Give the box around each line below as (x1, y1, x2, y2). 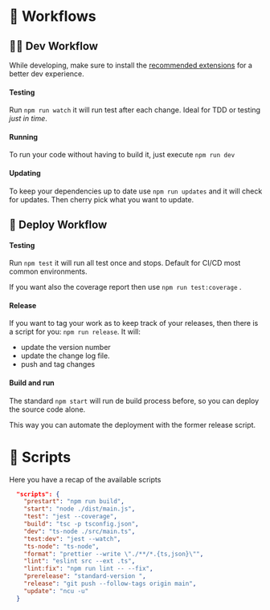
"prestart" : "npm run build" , (23, 498, 125, 506)
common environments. (9, 266, 88, 276)
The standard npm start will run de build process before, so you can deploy (9, 396, 260, 405)
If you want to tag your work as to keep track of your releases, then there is (9, 319, 259, 328)
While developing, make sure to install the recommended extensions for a (9, 60, 252, 70)
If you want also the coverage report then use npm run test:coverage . (9, 283, 242, 292)
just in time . (9, 114, 47, 124)
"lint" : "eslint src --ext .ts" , (23, 557, 136, 565)
